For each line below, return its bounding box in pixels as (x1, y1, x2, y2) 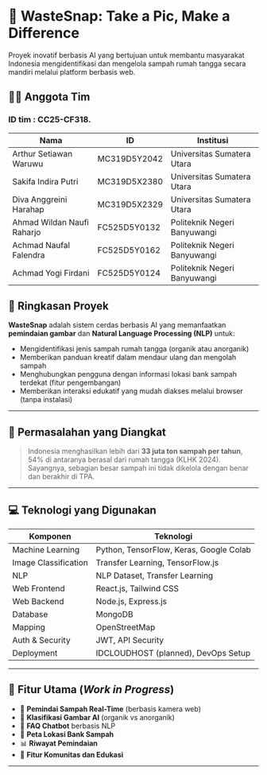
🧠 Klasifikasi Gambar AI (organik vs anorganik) (19, 712, 175, 722)
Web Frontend (12, 583, 65, 595)
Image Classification (12, 557, 89, 568)
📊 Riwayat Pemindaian (19, 738, 98, 748)
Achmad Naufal (12, 239, 70, 250)
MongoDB (95, 609, 133, 620)
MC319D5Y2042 (97, 153, 164, 164)
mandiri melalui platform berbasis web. (8, 67, 136, 76)
